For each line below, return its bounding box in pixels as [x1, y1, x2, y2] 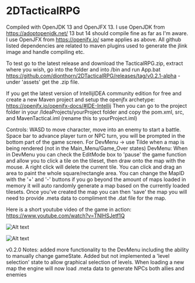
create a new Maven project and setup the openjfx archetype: [6, 96, 155, 103]
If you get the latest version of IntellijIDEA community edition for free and [6, 90, 182, 97]
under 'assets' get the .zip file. [6, 78, 80, 86]
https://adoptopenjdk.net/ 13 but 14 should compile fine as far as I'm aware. [6, 29, 189, 36]
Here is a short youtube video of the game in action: [6, 206, 132, 213]
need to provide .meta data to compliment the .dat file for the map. [6, 195, 167, 202]
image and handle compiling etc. [6, 48, 85, 55]
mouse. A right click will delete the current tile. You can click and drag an [6, 163, 182, 171]
